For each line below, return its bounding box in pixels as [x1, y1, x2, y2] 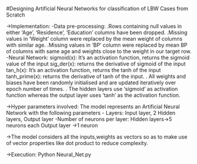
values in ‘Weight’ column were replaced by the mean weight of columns [6, 35, 183, 42]
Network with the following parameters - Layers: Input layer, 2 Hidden [6, 109, 176, 116]
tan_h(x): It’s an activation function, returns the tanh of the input [6, 67, 161, 73]
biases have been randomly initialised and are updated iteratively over [6, 79, 176, 86]
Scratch [6, 11, 25, 18]
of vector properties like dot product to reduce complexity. [6, 140, 149, 146]
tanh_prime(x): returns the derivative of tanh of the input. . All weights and [6, 73, 186, 80]
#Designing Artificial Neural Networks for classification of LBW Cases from [6, 5, 189, 12]
